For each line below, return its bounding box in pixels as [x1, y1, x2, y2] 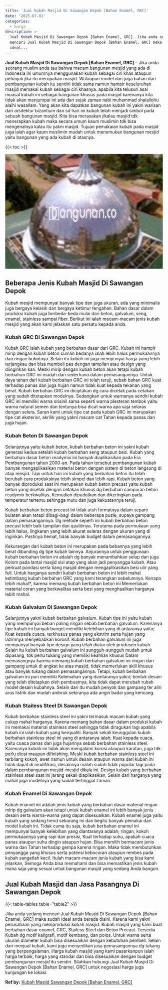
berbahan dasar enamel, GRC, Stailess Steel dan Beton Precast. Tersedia [5, 927, 155, 933]
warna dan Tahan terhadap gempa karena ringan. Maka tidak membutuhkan [5, 844, 161, 850]
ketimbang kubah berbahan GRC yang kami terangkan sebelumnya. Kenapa [5, 575, 161, 581]
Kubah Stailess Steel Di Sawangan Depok [5, 702, 107, 709]
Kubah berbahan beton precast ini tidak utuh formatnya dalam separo [5, 507, 148, 513]
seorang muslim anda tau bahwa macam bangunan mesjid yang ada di [5, 65, 151, 71]
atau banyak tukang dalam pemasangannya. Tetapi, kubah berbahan [5, 668, 146, 674]
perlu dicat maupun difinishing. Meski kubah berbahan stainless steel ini [5, 751, 154, 757]
